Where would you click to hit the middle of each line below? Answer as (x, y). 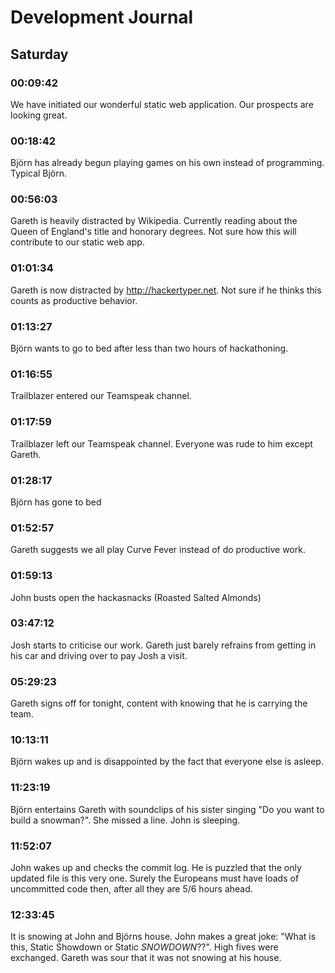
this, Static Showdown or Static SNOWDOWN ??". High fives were (144, 947)
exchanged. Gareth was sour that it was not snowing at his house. (146, 958)
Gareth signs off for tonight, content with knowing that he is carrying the (159, 703)
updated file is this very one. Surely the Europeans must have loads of (155, 878)
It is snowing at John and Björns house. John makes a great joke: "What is (163, 937)
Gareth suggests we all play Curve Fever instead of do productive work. (158, 550)
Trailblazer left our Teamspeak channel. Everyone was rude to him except (161, 443)
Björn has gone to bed (56, 502)
